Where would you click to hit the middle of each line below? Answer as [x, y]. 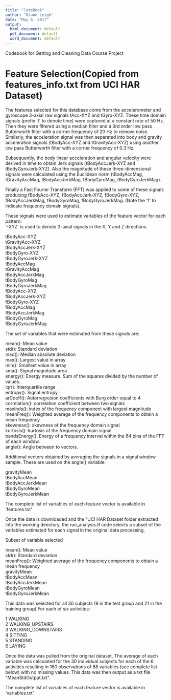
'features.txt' [19, 509]
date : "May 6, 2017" [27, 19]
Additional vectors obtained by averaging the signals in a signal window [81, 457]
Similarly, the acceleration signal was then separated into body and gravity [84, 137]
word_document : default [35, 39]
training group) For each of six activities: [48, 609]
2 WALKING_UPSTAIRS [29, 624]
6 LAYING [16, 646]
